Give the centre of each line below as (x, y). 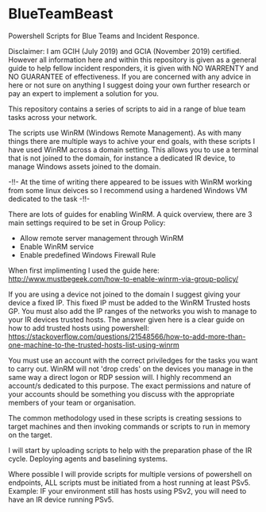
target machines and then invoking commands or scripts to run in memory (129, 426)
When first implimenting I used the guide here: (84, 270)
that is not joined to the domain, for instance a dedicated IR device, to (122, 158)
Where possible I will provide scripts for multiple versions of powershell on (130, 474)
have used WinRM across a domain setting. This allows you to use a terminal (133, 149)
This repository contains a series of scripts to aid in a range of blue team (127, 109)
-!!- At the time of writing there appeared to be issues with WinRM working (130, 182)
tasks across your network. (53, 117)
